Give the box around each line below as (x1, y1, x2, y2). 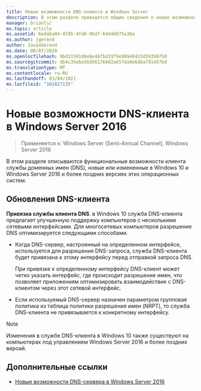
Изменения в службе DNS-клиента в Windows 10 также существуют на (6, 332, 189, 339)
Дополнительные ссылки (6, 362, 108, 372)
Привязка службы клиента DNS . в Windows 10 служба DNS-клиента (6, 210, 183, 217)
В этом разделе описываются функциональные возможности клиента (6, 157, 186, 165)
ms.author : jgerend (6, 37, 55, 43)
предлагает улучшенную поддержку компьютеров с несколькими (6, 216, 176, 224)
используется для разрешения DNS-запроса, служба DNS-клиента (14, 247, 187, 254)
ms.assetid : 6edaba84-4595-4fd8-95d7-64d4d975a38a (6, 31, 135, 37)
